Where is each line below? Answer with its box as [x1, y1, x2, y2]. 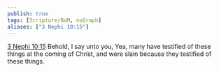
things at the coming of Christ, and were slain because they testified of [7, 50, 212, 58]
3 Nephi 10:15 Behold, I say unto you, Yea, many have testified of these [7, 43, 211, 51]
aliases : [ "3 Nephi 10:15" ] [7, 23, 90, 30]
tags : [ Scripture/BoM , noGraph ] [7, 17, 101, 24]
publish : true [7, 10, 49, 17]
